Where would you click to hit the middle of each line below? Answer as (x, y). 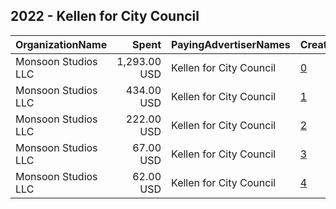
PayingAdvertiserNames (231, 44)
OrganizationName (61, 44)
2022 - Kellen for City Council (105, 16)
